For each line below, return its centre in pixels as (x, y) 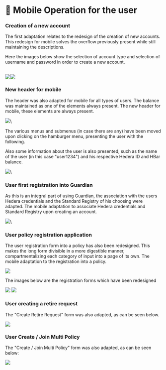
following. (15, 141)
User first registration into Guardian (49, 185)
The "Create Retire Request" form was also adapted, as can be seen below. (82, 314)
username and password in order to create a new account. (65, 62)
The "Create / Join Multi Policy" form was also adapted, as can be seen (78, 348)
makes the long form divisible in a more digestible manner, (65, 251)
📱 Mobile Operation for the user (71, 10)
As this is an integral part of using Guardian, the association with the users (81, 196)
